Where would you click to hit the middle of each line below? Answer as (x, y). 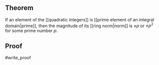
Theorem (19, 8)
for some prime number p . (31, 31)
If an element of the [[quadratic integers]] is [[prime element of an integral (80, 19)
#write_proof (18, 58)
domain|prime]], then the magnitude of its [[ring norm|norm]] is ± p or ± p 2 (79, 25)
